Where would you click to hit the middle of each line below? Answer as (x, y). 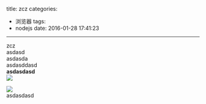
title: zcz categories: (32, 9)
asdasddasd (22, 65)
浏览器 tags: (30, 21)
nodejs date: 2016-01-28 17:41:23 (57, 28)
